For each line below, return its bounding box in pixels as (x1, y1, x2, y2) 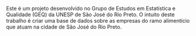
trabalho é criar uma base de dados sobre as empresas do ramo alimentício (6, 17, 190, 24)
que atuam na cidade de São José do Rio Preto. (6, 23, 122, 30)
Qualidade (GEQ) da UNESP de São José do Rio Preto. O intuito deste (6, 11, 175, 18)
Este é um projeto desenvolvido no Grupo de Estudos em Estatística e (6, 5, 176, 12)
